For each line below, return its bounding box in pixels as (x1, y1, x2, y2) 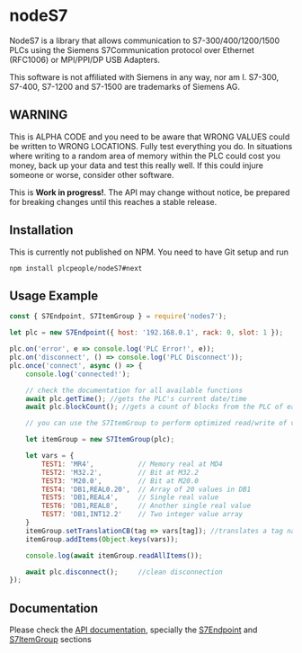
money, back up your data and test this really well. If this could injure (9, 159, 263, 171)
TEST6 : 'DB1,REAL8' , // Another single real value (41, 501, 252, 511)
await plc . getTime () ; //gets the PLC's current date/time (25, 394, 247, 403)
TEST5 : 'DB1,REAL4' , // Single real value (41, 493, 219, 502)
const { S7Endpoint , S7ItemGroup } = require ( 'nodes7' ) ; (9, 312, 227, 321)
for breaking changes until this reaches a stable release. (9, 196, 218, 207)
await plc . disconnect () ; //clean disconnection (25, 568, 223, 577)
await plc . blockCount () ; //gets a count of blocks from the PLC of (25, 402, 283, 412)
